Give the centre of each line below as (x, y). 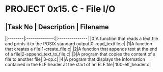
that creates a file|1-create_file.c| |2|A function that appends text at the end (81, 49)
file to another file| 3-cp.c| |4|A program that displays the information (75, 59)
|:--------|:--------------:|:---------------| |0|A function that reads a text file (81, 38)
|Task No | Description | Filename (57, 27)
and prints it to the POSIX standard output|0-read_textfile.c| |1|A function (79, 44)
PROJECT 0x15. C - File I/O (60, 9)
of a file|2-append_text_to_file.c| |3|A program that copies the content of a (80, 54)
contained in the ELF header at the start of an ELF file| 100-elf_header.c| (78, 64)
